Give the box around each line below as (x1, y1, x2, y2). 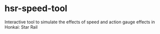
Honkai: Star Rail (4, 24, 38, 30)
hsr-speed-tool (4, 3, 68, 14)
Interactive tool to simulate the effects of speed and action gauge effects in (4, 19, 155, 25)
